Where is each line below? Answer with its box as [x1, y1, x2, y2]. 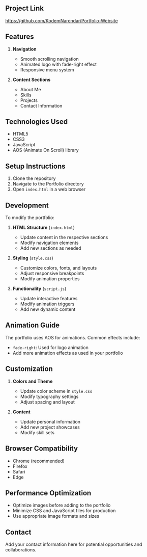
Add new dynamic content [20, 306, 76, 312]
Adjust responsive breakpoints [20, 270, 84, 277]
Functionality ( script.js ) [12, 285, 67, 292]
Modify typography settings [20, 393, 79, 400]
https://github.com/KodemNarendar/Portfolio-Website [5, 17, 118, 23]
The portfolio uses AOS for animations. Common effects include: [5, 334, 140, 340]
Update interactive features [20, 296, 78, 302]
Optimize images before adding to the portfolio [12, 502, 111, 509]
